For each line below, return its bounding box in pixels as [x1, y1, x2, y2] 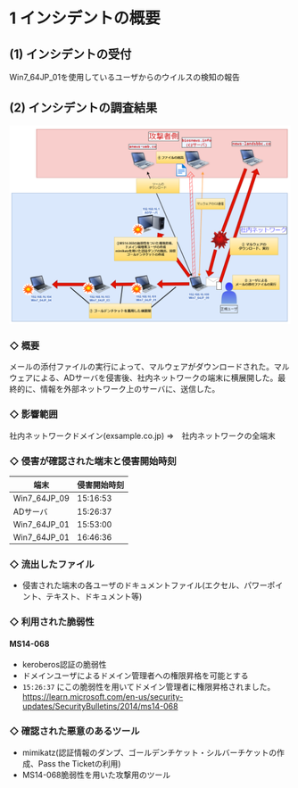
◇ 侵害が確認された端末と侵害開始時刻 [9, 454, 177, 467]
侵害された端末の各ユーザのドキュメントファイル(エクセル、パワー [21, 580, 268, 591]
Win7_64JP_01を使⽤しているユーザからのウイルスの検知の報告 [9, 72, 241, 82]
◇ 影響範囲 [9, 408, 58, 420]
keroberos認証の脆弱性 [21, 659, 107, 670]
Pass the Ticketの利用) [37, 758, 121, 768]
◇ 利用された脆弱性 [9, 616, 95, 628]
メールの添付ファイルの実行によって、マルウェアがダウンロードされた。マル [9, 361, 290, 372]
